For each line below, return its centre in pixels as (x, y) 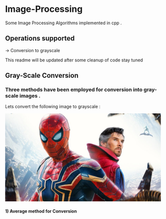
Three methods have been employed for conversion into (74, 90)
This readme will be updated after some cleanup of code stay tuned (74, 60)
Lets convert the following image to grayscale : (53, 107)
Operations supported (40, 38)
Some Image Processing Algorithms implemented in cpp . (63, 23)
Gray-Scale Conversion (42, 76)
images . (30, 96)
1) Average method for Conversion (41, 211)
